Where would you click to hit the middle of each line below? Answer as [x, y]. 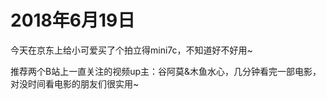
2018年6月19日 [73, 20]
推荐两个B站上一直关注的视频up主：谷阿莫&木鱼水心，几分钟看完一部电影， [166, 71]
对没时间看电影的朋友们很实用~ [75, 83]
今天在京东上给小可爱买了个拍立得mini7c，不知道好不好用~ [131, 50]
